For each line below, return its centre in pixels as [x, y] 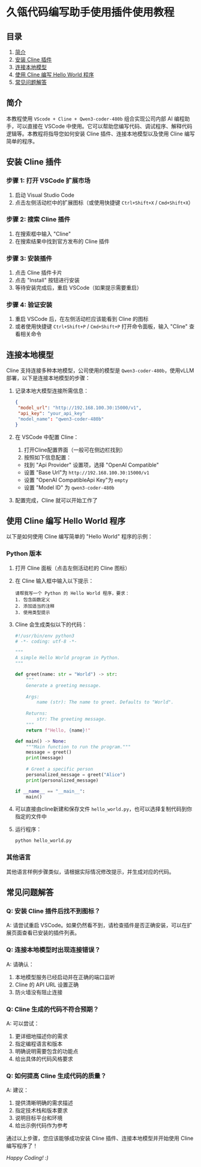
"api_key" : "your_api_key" [51, 413]
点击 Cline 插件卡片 [39, 273]
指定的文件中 [31, 817]
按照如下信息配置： [48, 457]
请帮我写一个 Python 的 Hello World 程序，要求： [72, 593]
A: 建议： [17, 1090]
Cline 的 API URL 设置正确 [47, 985]
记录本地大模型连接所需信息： [52, 391]
